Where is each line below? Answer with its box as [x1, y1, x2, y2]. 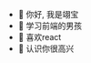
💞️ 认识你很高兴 [17, 43, 75, 54]
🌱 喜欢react [17, 32, 62, 42]
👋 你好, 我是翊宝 [17, 9, 79, 19]
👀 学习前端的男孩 [17, 20, 82, 31]
